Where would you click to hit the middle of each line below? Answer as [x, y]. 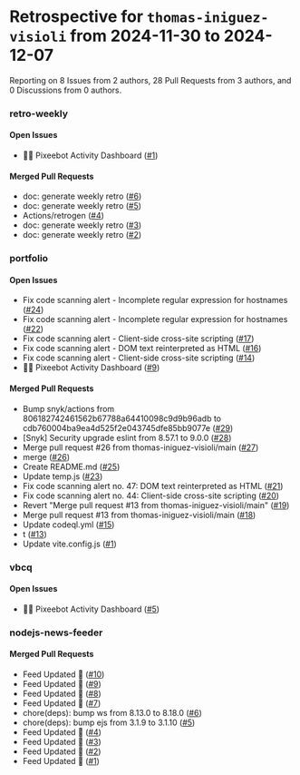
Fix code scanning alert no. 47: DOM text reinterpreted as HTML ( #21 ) [153, 486]
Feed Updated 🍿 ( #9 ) [62, 683]
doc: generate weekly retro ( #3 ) [82, 225]
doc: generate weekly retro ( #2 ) [82, 235]
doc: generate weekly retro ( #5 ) [82, 206]
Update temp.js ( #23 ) [63, 476]
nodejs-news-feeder [56, 633]
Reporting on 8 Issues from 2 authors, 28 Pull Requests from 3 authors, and [150, 80]
